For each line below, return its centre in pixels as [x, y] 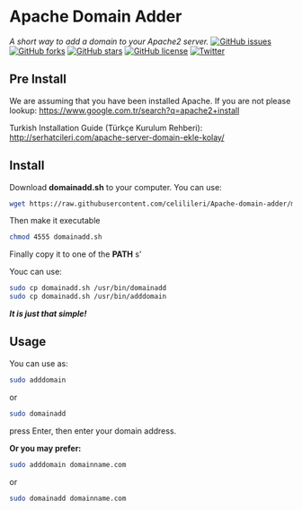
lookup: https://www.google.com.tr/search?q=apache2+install [124, 110]
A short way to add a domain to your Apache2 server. [109, 41]
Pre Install [38, 79]
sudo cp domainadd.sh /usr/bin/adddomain [88, 297]
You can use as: [39, 363]
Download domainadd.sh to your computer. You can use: [115, 187]
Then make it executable [55, 221]
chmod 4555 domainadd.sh [56, 237]
